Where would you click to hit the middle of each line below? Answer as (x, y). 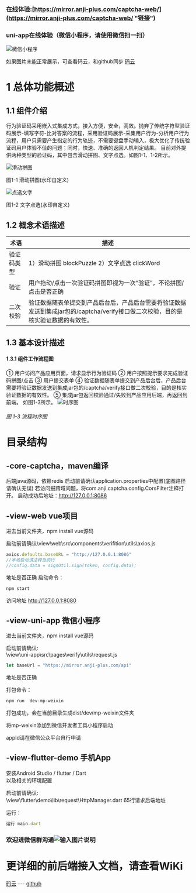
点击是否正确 (46, 292)
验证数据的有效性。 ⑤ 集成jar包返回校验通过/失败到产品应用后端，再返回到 (97, 395)
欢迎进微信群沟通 (30, 840)
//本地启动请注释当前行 (31, 560)
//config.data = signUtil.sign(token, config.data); (71, 565)
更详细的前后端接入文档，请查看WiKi (94, 866)
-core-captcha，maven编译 (57, 466)
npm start (18, 588)
